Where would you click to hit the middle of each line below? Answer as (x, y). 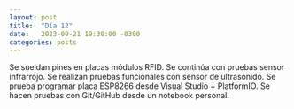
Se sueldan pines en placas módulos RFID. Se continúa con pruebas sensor (147, 67)
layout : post (33, 17)
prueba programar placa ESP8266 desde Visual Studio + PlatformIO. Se (139, 86)
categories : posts (43, 42)
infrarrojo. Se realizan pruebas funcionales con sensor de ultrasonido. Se (143, 77)
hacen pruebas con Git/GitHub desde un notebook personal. (120, 96)
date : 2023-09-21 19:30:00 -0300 (75, 34)
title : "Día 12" (41, 26)
